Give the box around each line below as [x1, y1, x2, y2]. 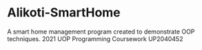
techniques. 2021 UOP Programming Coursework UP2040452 [7, 34, 183, 42]
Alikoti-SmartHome [7, 5, 121, 21]
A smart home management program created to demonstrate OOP [7, 27, 195, 36]
